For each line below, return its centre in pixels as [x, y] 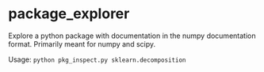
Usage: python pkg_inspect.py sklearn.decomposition [97, 59]
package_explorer [69, 14]
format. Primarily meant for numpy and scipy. [82, 44]
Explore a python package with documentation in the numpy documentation [132, 36]
